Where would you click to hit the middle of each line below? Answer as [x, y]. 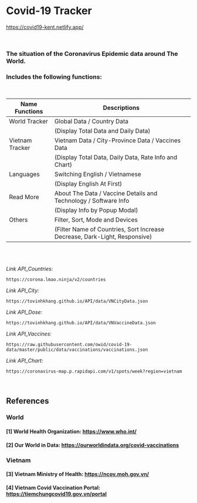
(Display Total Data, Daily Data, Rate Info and [116, 157]
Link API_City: [23, 291]
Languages [24, 175]
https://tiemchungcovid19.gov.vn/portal [57, 494]
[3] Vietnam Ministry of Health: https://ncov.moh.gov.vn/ [78, 474]
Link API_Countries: [30, 269]
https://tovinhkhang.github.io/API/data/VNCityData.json [77, 301]
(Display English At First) [88, 184]
